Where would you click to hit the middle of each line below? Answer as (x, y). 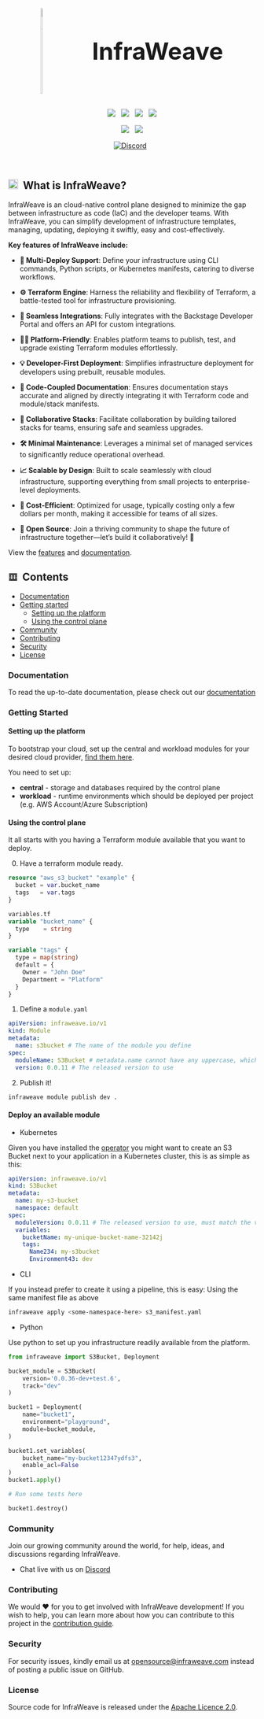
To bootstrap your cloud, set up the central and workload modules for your (129, 749)
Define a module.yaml (53, 1009)
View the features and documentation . (70, 552)
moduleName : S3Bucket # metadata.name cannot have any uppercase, (126, 1060)
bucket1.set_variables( (47, 1451)
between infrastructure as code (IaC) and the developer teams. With (119, 213)
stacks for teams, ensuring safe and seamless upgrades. (111, 427)
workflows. (38, 277)
